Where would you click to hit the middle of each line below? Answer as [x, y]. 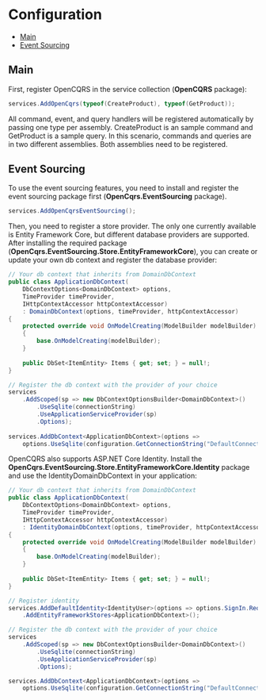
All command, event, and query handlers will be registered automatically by [131, 119]
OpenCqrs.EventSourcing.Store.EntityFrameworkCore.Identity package [129, 467]
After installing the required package [68, 243]
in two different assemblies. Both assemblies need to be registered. [118, 144]
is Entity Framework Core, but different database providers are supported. [129, 235]
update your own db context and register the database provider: [113, 260]
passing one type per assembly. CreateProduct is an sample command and [131, 127]
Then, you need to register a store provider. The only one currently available [132, 226]
